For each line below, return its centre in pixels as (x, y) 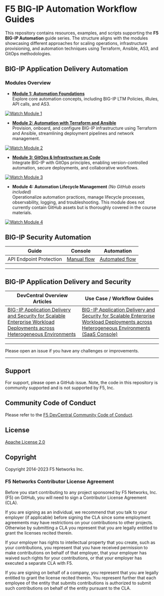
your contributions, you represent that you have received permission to (76, 547)
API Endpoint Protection (35, 259)
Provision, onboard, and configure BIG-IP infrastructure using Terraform (84, 128)
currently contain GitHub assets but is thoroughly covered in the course (84, 207)
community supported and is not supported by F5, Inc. (60, 388)
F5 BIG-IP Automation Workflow (71, 9)
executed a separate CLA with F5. (39, 563)
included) (22, 192)
